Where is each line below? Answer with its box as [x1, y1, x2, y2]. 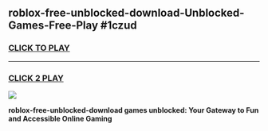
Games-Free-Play [8, 19, 98, 33]
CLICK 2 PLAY [8, 72, 64, 83]
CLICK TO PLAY [8, 43, 70, 54]
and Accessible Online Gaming [8, 114, 112, 123]
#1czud [100, 19, 137, 33]
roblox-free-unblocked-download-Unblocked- [8, 6, 245, 20]
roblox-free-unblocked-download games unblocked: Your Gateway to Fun [8, 105, 259, 114]
